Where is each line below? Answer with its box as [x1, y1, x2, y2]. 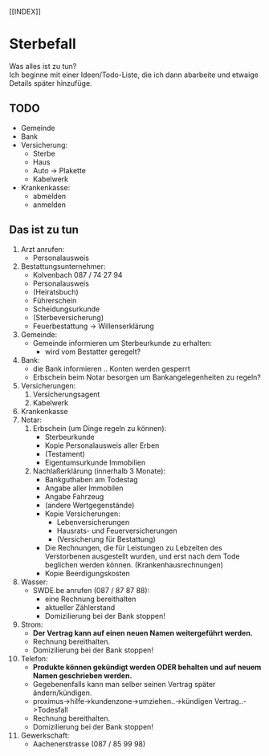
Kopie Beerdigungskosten [44, 568, 131, 578]
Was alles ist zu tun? [9, 61, 77, 71]
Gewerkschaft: [20, 730, 70, 740]
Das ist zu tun [9, 223, 79, 237]
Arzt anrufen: [20, 244, 65, 254]
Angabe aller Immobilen [44, 483, 124, 493]
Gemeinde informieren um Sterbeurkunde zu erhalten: [32, 338, 212, 348]
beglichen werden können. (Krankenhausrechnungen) [44, 559, 224, 569]
